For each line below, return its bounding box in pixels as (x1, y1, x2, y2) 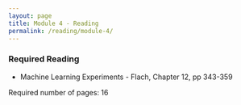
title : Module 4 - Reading (8, 19, 99, 27)
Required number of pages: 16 (8, 87, 109, 97)
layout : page (8, 11, 52, 20)
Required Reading (8, 53, 80, 65)
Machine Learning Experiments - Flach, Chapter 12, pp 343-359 (19, 72, 233, 82)
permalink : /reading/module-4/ (8, 27, 114, 35)
